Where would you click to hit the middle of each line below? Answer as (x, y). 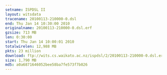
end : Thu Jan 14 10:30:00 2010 (38, 23)
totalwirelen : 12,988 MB (31, 46)
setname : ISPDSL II (25, 10)
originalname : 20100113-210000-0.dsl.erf (49, 28)
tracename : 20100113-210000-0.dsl (41, 19)
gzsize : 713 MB (21, 33)
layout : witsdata (23, 14)
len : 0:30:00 (19, 37)
